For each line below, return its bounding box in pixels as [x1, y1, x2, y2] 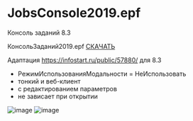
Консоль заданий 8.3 [7, 28, 71, 37]
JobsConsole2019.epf [7, 5, 141, 21]
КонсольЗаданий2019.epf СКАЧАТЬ [7, 42, 116, 50]
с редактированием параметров [17, 84, 117, 93]
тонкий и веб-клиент [17, 76, 81, 86]
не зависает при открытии [17, 92, 98, 100]
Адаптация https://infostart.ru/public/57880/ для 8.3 [7, 55, 162, 64]
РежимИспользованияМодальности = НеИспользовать [17, 69, 187, 78]
